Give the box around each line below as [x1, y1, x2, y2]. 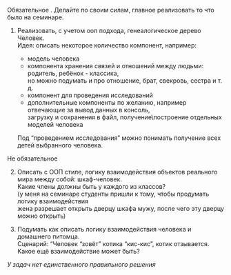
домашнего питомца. [17, 232, 80, 241]
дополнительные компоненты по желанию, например [27, 99, 187, 106]
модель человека [27, 54, 80, 63]
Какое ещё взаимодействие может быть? [17, 247, 140, 255]
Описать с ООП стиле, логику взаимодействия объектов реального [17, 168, 218, 176]
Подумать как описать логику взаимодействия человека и [17, 225, 192, 233]
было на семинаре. [7, 13, 64, 21]
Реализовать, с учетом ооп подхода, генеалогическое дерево [17, 27, 201, 34]
